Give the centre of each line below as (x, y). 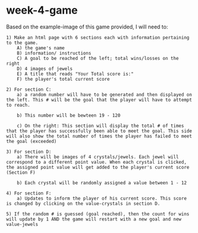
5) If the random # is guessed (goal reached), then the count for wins (98, 214)
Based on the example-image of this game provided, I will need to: (87, 27)
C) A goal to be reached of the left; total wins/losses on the (98, 58)
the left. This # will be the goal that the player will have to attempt (99, 100)
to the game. (22, 43)
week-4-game (42, 10)
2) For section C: (29, 90)
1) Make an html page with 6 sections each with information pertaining (98, 37)
